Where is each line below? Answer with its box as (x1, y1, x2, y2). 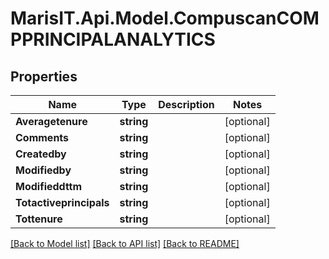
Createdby (15, 147, 67, 161)
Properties (10, 68, 78, 85)
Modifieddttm (15, 180, 83, 193)
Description (158, 98, 215, 111)
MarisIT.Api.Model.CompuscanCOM (10, 7, 320, 30)
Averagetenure (15, 115, 88, 128)
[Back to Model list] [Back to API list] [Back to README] (10, 238, 240, 249)
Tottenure (15, 212, 63, 226)
